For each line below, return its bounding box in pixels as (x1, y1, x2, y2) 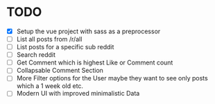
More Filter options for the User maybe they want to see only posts (16, 74, 209, 83)
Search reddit (16, 51, 56, 59)
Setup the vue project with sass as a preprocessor (16, 27, 161, 35)
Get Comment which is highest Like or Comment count (16, 58, 173, 67)
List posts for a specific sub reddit (16, 43, 114, 51)
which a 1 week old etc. (16, 82, 84, 90)
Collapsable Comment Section (16, 67, 103, 75)
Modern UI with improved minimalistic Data (16, 89, 140, 98)
